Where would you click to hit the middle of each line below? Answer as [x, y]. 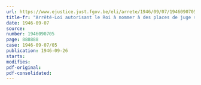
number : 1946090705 [31, 34]
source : [16, 28]
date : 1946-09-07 [28, 23]
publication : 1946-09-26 [37, 51]
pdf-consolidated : [29, 73]
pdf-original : [24, 67]
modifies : [19, 62]
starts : [16, 56]
